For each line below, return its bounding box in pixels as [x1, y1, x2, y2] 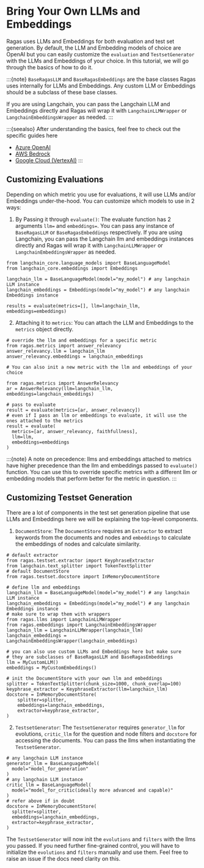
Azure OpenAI [15, 143, 51, 151]
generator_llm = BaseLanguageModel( [6, 760, 100, 766]
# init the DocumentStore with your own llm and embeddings [6, 675, 163, 681]
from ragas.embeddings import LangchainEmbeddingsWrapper [6, 622, 157, 628]
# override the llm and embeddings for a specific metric [6, 337, 157, 344]
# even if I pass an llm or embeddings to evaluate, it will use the [6, 412, 188, 418]
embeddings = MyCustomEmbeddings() [6, 665, 97, 671]
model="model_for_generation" [12, 766, 89, 772]
